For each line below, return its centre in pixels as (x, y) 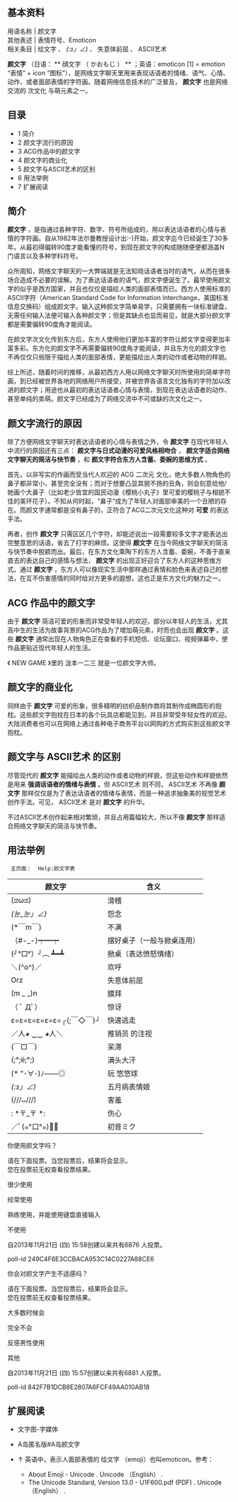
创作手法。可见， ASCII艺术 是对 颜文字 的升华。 (78, 802)
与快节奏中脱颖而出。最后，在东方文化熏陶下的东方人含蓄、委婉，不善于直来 (119, 552)
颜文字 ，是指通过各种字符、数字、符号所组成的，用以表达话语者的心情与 (114, 230)
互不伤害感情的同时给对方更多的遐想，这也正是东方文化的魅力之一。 (125, 578)
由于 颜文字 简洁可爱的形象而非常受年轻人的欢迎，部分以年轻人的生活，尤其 (118, 621)
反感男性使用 (26, 1342)
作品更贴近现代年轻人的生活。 (51, 648)
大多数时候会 (26, 1312)
